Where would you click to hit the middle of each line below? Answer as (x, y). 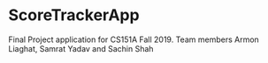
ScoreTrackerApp (74, 15)
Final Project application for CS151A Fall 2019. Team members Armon (134, 39)
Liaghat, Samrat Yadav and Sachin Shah (81, 48)
